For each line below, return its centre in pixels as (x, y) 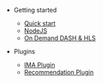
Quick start (40, 23)
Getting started (35, 10)
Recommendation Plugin (59, 72)
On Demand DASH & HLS (60, 38)
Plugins (25, 52)
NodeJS (36, 31)
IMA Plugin (39, 65)
